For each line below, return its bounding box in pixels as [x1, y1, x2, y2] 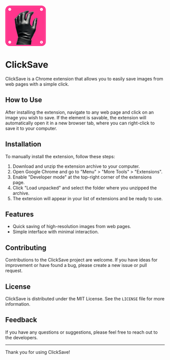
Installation [5, 140, 41, 149]
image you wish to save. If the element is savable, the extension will [5, 114, 147, 120]
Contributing [5, 243, 47, 252]
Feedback [5, 316, 37, 324]
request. [5, 267, 23, 274]
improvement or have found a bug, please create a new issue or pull [5, 262, 147, 268]
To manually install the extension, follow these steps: [5, 153, 115, 159]
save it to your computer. [5, 125, 57, 131]
